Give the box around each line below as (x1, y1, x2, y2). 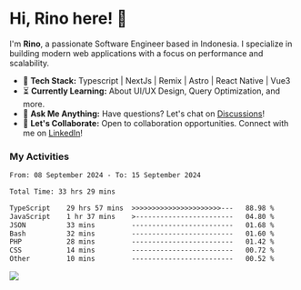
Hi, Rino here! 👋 (9, 8, 127, 29)
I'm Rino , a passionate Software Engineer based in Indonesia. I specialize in (9, 38, 293, 49)
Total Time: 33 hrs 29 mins (9, 187, 116, 196)
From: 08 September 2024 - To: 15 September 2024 (9, 171, 202, 180)
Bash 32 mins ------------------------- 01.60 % (9, 229, 275, 238)
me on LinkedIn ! (22, 127, 84, 138)
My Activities (9, 150, 70, 163)
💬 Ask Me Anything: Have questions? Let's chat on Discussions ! (22, 108, 266, 119)
